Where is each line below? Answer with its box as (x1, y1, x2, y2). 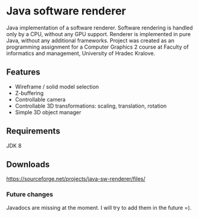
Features (6, 67, 40, 78)
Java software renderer (6, 4, 127, 18)
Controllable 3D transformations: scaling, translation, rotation (14, 102, 167, 109)
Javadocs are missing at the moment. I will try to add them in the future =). (6, 204, 192, 211)
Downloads (6, 159, 50, 170)
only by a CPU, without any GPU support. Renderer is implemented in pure (6, 30, 191, 37)
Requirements (6, 126, 60, 136)
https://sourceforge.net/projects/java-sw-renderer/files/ (6, 176, 146, 183)
